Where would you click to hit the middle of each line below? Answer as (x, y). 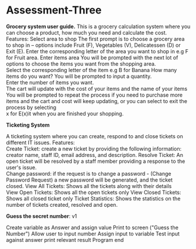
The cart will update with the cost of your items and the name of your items (97, 88)
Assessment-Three (54, 10)
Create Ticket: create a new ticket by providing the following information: (94, 149)
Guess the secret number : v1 (42, 216)
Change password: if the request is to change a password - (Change (89, 173)
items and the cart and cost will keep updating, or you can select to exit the (97, 101)
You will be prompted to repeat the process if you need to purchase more (94, 95)
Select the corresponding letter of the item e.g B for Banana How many (92, 70)
